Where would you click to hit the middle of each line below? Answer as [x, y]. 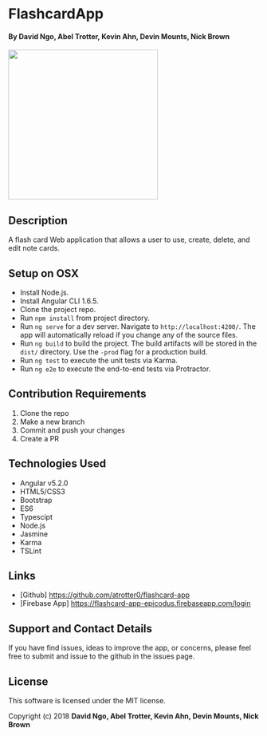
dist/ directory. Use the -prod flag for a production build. [114, 352]
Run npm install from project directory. [84, 318]
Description [38, 220]
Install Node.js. [44, 293]
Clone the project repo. [58, 310]
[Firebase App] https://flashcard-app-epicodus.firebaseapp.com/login [135, 603]
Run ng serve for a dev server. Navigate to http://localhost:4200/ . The [138, 326]
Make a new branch [52, 421]
